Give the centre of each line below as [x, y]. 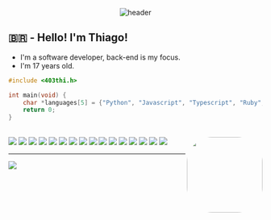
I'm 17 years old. [47, 65]
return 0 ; [40, 110]
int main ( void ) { [38, 95]
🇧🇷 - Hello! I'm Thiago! [68, 37]
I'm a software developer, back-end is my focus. [100, 57]
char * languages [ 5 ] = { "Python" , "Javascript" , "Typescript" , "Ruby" [142, 102]
